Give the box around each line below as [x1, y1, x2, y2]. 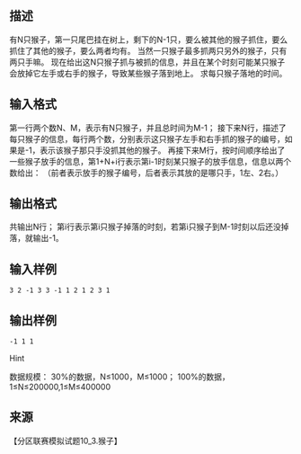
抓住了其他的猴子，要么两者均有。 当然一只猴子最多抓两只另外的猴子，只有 [9, 45, 288, 56]
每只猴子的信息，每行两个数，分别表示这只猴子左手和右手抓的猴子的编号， [9, 133, 285, 144]
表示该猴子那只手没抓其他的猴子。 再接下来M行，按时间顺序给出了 [40, 145, 286, 156]
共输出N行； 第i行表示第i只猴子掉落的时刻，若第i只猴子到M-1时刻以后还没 [9, 221, 281, 232]
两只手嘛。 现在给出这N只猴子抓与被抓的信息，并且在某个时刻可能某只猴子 [9, 57, 286, 67]
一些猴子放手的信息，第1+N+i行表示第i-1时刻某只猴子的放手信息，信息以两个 [9, 156, 292, 166]
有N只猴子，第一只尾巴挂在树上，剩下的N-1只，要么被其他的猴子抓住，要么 [9, 34, 288, 45]
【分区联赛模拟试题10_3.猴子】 [9, 435, 123, 446]
